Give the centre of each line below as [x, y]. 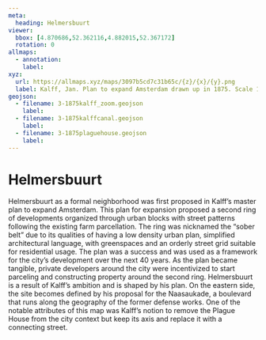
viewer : [21, 30]
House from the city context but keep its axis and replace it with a [115, 319]
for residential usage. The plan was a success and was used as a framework [133, 252]
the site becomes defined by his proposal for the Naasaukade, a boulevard [130, 294]
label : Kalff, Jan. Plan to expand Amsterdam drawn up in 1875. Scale [134, 89]
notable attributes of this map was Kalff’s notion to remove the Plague [122, 311]
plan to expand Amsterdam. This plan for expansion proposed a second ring [132, 210]
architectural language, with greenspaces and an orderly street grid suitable [132, 244]
